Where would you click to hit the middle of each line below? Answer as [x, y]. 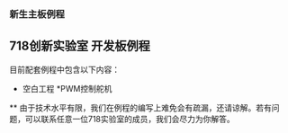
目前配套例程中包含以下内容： [64, 69]
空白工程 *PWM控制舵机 [67, 88]
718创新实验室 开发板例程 [80, 46]
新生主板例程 [37, 13]
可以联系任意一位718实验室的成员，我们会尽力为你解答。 [130, 119]
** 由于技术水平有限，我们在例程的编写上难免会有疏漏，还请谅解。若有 [140, 107]
